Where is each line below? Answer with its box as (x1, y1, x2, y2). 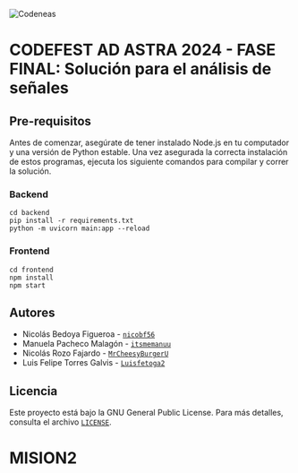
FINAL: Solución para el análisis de (9, 59, 272, 80)
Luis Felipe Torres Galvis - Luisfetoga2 (21, 357, 166, 368)
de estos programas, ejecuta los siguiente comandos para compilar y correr (9, 157, 289, 167)
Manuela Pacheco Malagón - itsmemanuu (21, 339, 172, 349)
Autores (9, 305, 55, 320)
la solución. (9, 166, 52, 176)
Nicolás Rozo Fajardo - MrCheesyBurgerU (21, 348, 169, 358)
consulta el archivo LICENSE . (9, 417, 112, 427)
